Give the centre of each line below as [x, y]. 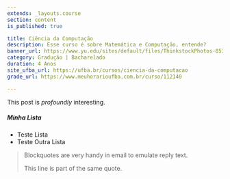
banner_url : [24, 51]
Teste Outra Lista [41, 142]
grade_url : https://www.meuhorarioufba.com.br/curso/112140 [95, 77]
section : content [32, 20]
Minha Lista [24, 118]
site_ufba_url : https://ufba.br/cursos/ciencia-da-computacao [98, 70]
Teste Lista [33, 135]
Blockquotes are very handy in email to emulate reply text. [106, 155]
